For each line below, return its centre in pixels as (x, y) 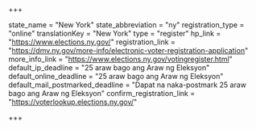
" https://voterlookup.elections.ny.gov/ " (73, 102)
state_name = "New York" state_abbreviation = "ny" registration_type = (126, 25)
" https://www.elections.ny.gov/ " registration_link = (92, 42)
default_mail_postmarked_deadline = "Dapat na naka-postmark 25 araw (128, 85)
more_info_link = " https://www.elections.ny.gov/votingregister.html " (121, 59)
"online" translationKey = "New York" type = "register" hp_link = (115, 33)
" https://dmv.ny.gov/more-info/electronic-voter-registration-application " (128, 50)
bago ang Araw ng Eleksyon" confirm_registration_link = (102, 93)
